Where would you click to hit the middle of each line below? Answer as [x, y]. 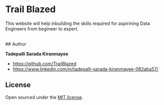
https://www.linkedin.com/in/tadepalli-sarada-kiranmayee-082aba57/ [86, 69]
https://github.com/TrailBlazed [44, 63]
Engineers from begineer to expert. [42, 28]
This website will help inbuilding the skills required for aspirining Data [78, 23]
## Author [16, 44]
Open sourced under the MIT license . [44, 97]
